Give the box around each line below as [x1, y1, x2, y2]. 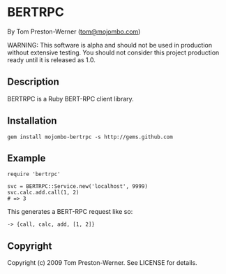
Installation [7, 115, 57, 127]
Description [7, 76, 59, 88]
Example [7, 152, 46, 164]
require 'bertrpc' [7, 171, 61, 178]
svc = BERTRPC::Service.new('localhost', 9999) [7, 183, 149, 190]
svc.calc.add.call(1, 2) [7, 189, 80, 196]
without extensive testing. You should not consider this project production [7, 48, 220, 57]
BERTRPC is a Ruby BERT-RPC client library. [7, 94, 134, 103]
